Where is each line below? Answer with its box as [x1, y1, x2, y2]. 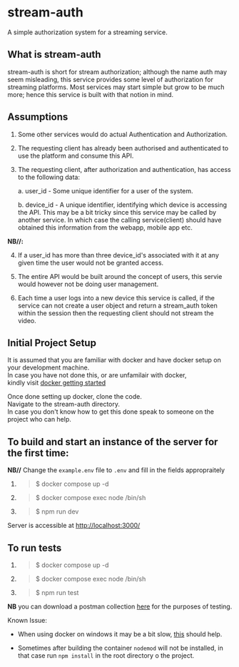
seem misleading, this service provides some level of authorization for [7, 75, 214, 83]
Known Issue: [7, 616, 48, 624]
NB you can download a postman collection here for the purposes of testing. [7, 602, 233, 611]
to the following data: [17, 173, 81, 181]
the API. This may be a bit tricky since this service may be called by [17, 208, 216, 216]
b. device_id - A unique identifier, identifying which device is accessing [17, 200, 227, 209]
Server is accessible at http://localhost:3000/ [7, 521, 141, 530]
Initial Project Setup [7, 337, 96, 349]
